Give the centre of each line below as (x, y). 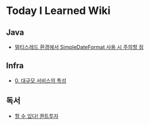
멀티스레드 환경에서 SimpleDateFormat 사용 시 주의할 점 (79, 47)
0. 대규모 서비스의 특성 (40, 81)
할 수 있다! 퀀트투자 (36, 116)
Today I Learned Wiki (58, 11)
